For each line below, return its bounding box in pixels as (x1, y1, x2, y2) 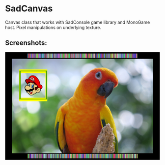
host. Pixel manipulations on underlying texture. (5, 24, 102, 30)
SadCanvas (5, 3, 53, 14)
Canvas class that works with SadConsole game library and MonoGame (5, 19, 150, 25)
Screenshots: (5, 39, 48, 47)
